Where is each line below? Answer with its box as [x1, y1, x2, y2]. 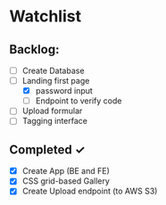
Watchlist [9, 6, 82, 27]
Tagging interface [21, 116, 87, 127]
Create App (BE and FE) [21, 166, 110, 176]
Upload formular [21, 105, 83, 117]
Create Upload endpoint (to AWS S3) [21, 185, 158, 197]
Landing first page [21, 76, 90, 86]
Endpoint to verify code [35, 95, 122, 106]
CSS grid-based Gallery [21, 176, 110, 186]
